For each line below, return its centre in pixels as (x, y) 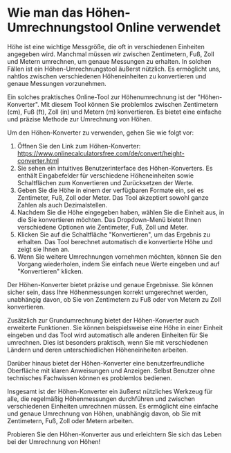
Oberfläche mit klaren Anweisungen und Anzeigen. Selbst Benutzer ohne (111, 370)
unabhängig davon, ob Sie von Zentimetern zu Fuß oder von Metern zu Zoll (114, 299)
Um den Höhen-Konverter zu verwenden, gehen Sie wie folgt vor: (101, 133)
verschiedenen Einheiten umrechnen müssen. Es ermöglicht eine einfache (113, 406)
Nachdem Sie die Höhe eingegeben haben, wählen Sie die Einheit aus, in (121, 212)
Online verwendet (168, 27)
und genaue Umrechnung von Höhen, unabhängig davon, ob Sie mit (104, 413)
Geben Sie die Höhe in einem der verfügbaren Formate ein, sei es (110, 190)
